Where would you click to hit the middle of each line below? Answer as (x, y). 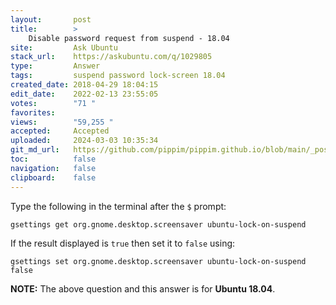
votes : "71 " (53, 103)
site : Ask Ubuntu (64, 47)
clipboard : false (53, 177)
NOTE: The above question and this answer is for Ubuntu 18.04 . (143, 288)
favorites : (33, 112)
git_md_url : (35, 150)
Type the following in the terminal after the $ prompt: (118, 206)
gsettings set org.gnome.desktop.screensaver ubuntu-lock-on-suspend (158, 261)
